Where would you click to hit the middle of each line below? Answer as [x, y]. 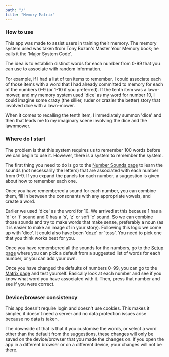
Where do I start [25, 139]
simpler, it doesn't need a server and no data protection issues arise [76, 314]
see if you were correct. [30, 284]
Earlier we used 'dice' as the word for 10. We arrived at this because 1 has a [84, 211]
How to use [19, 32]
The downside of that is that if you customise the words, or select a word [81, 329]
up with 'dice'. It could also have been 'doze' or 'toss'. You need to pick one [84, 233]
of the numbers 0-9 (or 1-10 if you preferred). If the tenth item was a [76, 89]
